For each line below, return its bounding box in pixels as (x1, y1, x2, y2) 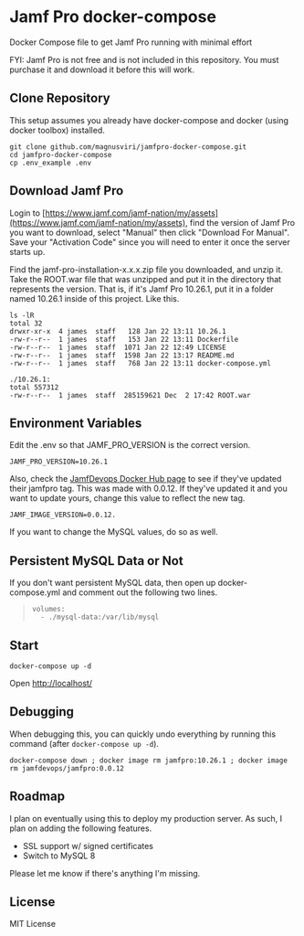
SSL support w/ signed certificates (22, 840, 153, 851)
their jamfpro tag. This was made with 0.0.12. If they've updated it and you (9, 483, 288, 495)
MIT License (9, 919, 57, 930)
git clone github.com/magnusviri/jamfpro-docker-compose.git (9, 142, 247, 152)
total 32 (9, 318, 43, 328)
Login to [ (9, 207, 46, 218)
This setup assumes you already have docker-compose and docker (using (9, 114, 289, 125)
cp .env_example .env (9, 158, 92, 167)
